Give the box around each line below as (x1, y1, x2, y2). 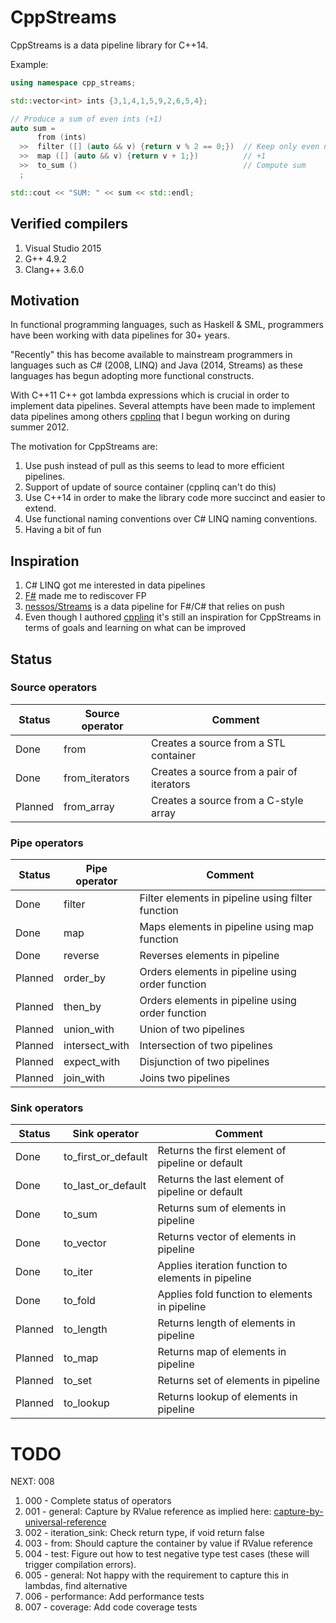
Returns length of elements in (157, 1316, 296, 1330)
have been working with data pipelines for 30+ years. (10, 329, 230, 341)
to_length (63, 1322, 108, 1336)
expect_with (63, 1055, 121, 1069)
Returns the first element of (157, 1144, 287, 1158)
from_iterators (63, 771, 130, 785)
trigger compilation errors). (24, 1559, 137, 1571)
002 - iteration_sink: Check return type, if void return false (24, 1527, 265, 1539)
